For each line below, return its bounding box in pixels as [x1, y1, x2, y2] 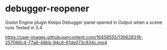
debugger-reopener [5, 3, 90, 14]
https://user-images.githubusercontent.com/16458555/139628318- [5, 34, 143, 40]
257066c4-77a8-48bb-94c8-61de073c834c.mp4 [5, 39, 107, 45]
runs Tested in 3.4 [5, 24, 42, 30]
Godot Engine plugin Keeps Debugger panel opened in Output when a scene [5, 19, 163, 25]
